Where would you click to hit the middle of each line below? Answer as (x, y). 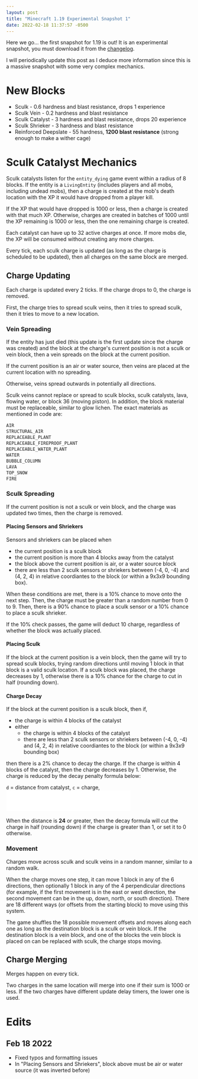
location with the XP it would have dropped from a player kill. (80, 198)
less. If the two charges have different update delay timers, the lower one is (98, 991)
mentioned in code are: (34, 414)
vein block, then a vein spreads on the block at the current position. (88, 354)
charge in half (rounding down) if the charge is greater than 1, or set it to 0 (96, 827)
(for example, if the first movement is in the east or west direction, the (91, 892)
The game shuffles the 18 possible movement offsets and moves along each (99, 922)
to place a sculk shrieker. (36, 613)
